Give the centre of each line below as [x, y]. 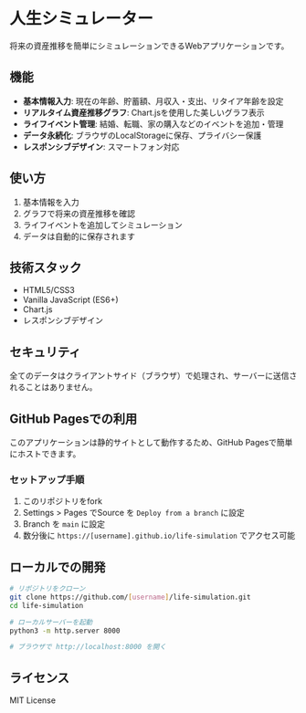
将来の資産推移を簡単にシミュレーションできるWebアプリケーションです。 [149, 46]
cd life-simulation [47, 605]
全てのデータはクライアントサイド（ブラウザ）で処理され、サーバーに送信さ [153, 376]
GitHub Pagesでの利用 [74, 419]
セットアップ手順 [47, 479]
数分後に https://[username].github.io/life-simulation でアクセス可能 [158, 536]
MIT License [33, 700]
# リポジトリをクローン [47, 589]
